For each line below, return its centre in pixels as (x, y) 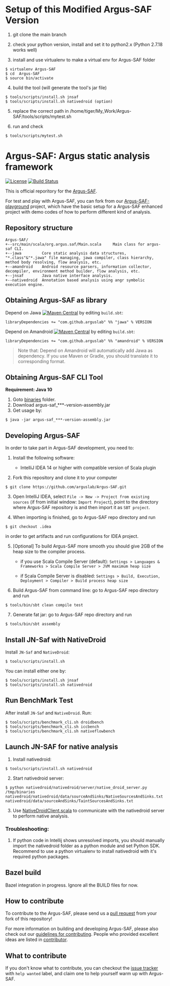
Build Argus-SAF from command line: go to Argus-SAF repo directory (86, 591)
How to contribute (35, 901)
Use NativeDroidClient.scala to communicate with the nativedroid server (89, 810)
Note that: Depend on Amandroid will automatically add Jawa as (85, 350)
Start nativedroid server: (38, 778)
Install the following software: (44, 458)
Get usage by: (27, 410)
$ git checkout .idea (28, 527)
